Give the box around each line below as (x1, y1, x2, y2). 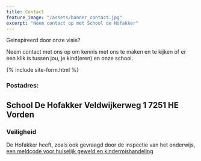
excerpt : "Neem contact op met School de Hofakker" (6, 20, 138, 26)
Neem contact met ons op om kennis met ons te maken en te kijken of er (6, 48, 187, 55)
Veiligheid (6, 127, 37, 136)
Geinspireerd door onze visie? (6, 37, 81, 44)
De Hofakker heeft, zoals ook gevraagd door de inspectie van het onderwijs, (6, 141, 196, 148)
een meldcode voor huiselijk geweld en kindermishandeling (6, 147, 153, 154)
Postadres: (6, 81, 39, 90)
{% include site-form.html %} (6, 66, 79, 74)
